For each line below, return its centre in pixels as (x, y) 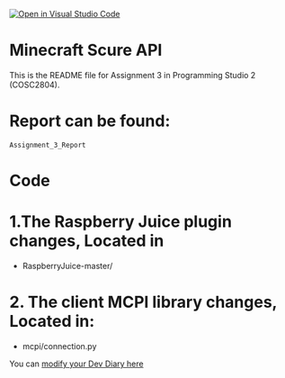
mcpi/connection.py (59, 346)
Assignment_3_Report (48, 145)
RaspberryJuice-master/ (67, 266)
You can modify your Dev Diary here (76, 364)
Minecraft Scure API (86, 50)
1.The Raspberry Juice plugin (120, 222)
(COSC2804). (35, 85)
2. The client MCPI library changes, (143, 302)
